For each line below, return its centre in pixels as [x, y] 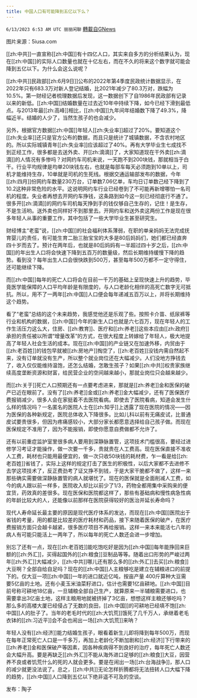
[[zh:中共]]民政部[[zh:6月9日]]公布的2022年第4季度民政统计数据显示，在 [94, 81]
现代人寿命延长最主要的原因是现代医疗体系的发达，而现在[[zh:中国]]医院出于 [98, 512]
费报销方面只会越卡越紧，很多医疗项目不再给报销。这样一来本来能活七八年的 [98, 527]
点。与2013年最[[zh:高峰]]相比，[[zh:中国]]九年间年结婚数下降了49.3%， [94, 110]
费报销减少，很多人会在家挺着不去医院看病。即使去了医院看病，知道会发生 [96, 400]
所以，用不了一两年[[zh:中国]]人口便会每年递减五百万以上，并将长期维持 [103, 294]
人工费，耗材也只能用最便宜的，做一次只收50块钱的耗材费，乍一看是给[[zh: [97, 456]
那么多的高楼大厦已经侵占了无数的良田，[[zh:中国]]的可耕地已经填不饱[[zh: [96, 605]
